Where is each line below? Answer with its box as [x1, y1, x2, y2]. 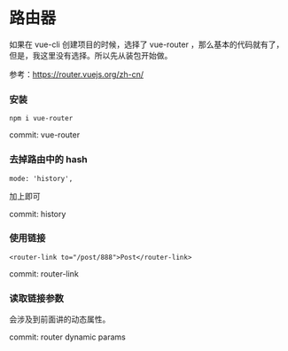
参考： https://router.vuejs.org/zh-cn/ [9, 68, 144, 80]
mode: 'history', [9, 174, 74, 183]
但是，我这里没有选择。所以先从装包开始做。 [9, 50, 173, 60]
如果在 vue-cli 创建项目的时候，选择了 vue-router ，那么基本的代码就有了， [9, 39, 284, 50]
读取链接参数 [9, 292, 65, 304]
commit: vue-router [9, 129, 81, 140]
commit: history [9, 208, 66, 219]
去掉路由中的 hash [9, 153, 89, 166]
